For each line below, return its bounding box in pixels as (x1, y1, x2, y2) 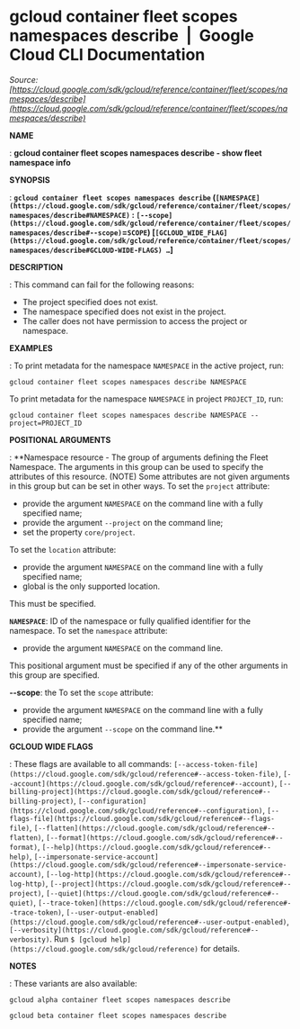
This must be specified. (9, 598, 97, 609)
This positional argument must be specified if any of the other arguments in (9, 660, 288, 671)
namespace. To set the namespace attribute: (9, 625, 168, 636)
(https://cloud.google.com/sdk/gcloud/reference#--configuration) (9, 806, 263, 816)
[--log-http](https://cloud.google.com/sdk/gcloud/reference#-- (46, 870, 292, 879)
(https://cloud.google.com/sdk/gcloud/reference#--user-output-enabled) (9, 917, 287, 926)
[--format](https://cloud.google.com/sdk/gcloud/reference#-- (46, 833, 284, 843)
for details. (200, 943, 241, 953)
